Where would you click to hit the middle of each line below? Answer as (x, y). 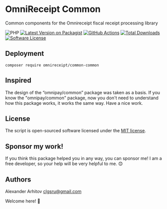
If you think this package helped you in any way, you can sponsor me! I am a (83, 159)
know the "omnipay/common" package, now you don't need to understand (82, 98)
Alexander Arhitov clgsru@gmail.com (43, 191)
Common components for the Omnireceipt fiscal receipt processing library (82, 23)
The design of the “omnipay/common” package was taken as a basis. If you (83, 92)
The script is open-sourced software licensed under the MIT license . (76, 131)
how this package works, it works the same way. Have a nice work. (74, 103)
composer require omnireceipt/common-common (52, 65)
